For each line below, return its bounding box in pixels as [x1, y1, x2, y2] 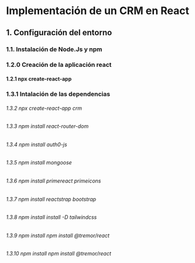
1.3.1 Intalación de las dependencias [6, 90, 110, 98]
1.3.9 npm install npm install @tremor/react [6, 232, 110, 239]
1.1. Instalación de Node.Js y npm [6, 45, 102, 53]
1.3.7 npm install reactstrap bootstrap [6, 195, 97, 203]
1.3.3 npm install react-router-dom [6, 123, 89, 130]
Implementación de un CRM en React [6, 4, 189, 18]
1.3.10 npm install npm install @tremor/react [6, 250, 111, 257]
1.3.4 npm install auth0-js [6, 141, 67, 148]
